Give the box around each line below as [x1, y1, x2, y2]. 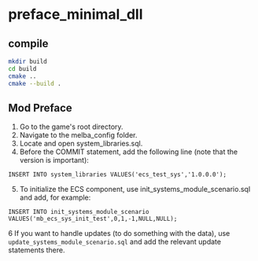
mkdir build [8, 57, 47, 65]
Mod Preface [8, 101, 72, 115]
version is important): [19, 156, 89, 165]
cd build [8, 64, 37, 72]
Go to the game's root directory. [19, 122, 123, 131]
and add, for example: [19, 193, 91, 202]
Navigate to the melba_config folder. [19, 130, 138, 140]
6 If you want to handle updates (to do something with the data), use [8, 229, 230, 238]
